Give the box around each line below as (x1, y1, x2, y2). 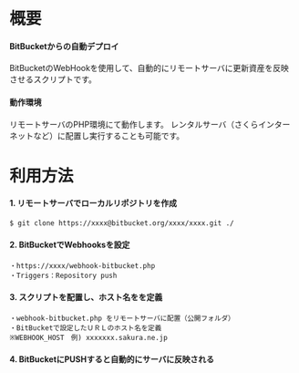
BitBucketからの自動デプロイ (9, 40, 119, 51)
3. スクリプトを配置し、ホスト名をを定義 (9, 291, 163, 302)
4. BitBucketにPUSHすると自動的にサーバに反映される (9, 353, 215, 365)
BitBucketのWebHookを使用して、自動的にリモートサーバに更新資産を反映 (9, 63, 290, 74)
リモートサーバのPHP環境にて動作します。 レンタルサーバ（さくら (9, 119, 259, 130)
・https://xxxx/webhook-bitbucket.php (9, 262, 156, 271)
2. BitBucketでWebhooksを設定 (9, 239, 130, 250)
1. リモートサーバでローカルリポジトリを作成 (9, 198, 178, 209)
